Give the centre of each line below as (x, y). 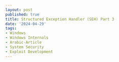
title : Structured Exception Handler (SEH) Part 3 (60, 19)
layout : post (19, 10)
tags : (11, 28)
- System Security (25, 47)
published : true (22, 14)
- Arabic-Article (24, 42)
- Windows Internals (27, 38)
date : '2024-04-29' (26, 24)
